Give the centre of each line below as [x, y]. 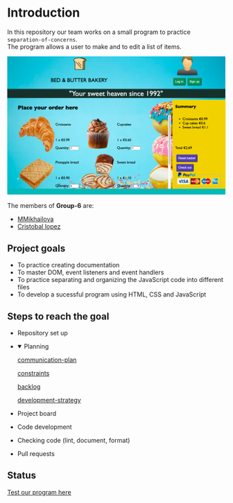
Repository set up [42, 333]
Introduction [44, 13]
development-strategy [49, 400]
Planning [36, 346]
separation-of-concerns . [42, 39]
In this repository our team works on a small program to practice [99, 32]
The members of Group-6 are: [51, 206]
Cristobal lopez [39, 227]
